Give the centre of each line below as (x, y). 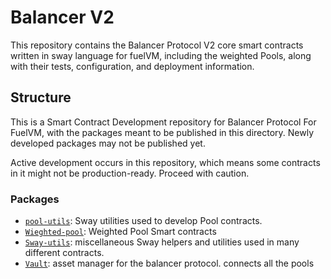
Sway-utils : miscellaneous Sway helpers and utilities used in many (162, 242)
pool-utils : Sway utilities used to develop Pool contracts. (143, 221)
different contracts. (64, 253)
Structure (41, 97)
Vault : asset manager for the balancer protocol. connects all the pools (169, 263)
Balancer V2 (62, 17)
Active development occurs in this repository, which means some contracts (165, 162)
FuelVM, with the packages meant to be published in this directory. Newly (162, 132)
